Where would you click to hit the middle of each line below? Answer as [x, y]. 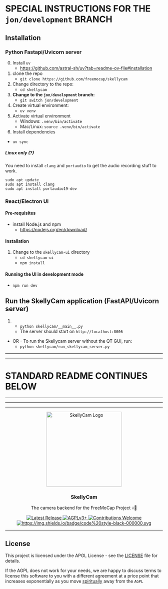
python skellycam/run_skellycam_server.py [65, 347]
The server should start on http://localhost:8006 [71, 331]
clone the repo [27, 73]
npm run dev [25, 286]
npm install [32, 263]
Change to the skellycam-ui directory [51, 252]
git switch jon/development [49, 100]
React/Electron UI [27, 201]
